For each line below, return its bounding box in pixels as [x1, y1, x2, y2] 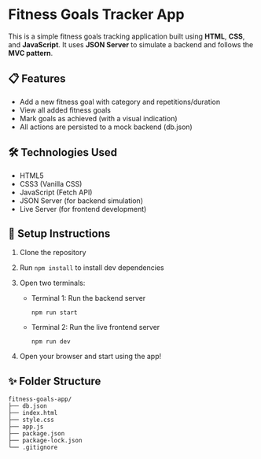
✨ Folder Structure [8, 374, 101, 387]
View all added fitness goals [19, 105, 112, 115]
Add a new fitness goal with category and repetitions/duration [19, 97, 221, 106]
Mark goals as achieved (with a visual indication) [19, 113, 178, 123]
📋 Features [8, 72, 66, 86]
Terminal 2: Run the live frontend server [31, 323, 160, 332]
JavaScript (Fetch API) [19, 187, 93, 197]
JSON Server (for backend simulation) [19, 195, 144, 205]
